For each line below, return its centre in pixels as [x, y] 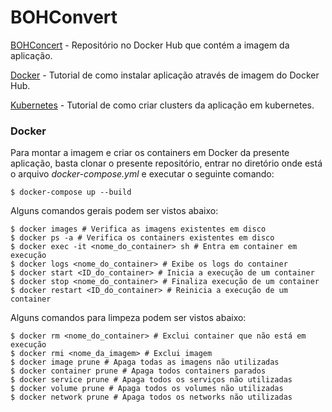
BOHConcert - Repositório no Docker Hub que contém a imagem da [150, 45]
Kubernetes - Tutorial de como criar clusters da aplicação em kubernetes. [162, 105]
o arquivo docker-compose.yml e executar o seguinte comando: [142, 174]
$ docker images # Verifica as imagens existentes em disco [138, 229]
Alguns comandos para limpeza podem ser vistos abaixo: [128, 318]
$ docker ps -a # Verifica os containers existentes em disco [142, 238]
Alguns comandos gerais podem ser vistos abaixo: [114, 211]
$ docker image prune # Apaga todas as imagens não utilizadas [145, 362]
